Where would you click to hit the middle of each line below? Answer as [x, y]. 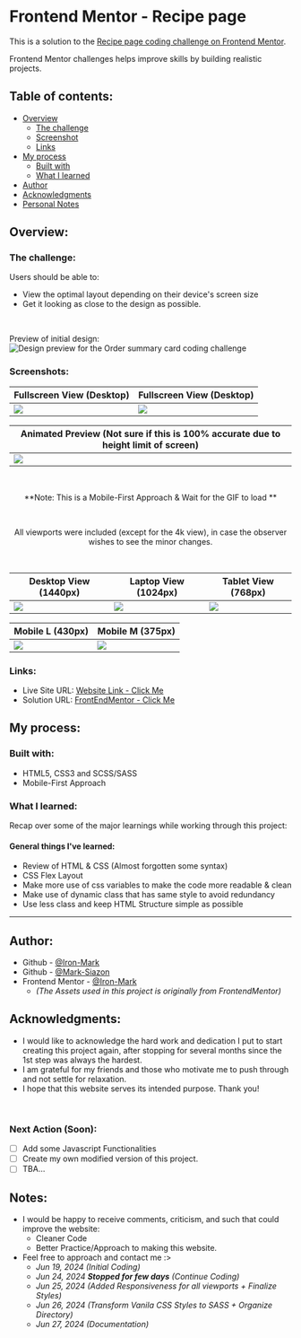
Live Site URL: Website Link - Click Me [93, 691]
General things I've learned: [62, 846]
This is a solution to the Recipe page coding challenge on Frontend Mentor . [148, 41]
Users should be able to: [55, 277]
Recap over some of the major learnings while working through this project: [148, 826]
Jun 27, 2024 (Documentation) [92, 1325]
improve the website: [61, 1229]
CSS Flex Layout [52, 876]
